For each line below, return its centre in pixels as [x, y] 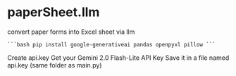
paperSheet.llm [54, 12]
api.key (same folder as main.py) [55, 65]
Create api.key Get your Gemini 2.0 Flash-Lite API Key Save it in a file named [118, 58]
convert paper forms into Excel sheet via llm [71, 32]
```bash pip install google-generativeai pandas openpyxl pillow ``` [112, 44]
